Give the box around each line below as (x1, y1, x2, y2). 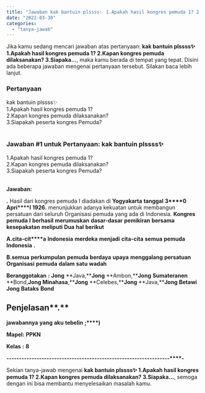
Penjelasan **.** (6, 302, 69, 313)
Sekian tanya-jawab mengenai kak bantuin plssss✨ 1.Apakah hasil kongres (6, 366, 199, 373)
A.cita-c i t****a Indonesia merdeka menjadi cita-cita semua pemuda (6, 235, 185, 242)
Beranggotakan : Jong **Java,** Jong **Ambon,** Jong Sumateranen (6, 272, 188, 279)
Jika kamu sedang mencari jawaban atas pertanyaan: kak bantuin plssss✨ (6, 43, 196, 50)
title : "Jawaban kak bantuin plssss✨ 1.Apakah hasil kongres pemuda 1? (6, 9, 194, 15)
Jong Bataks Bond (6, 285, 54, 292)
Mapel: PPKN (6, 331, 41, 338)
